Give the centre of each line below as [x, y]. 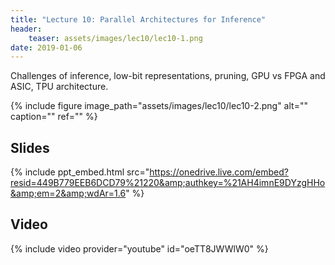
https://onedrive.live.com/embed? [219, 172]
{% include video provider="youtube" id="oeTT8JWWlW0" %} [139, 248]
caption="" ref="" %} [54, 117]
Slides [30, 147]
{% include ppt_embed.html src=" [80, 172]
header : [26, 29]
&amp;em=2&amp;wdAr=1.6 [68, 193]
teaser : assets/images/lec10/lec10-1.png [115, 38]
